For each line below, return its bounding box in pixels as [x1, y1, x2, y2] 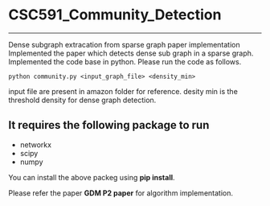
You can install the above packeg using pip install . [8, 172, 175, 182]
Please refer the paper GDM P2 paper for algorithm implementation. [8, 187, 233, 198]
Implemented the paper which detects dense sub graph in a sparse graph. [8, 48, 254, 58]
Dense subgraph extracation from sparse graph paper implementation [8, 39, 240, 49]
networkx [19, 139, 52, 150]
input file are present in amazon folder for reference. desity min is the [8, 86, 239, 96]
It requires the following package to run [8, 118, 210, 132]
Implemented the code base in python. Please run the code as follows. [8, 56, 242, 66]
